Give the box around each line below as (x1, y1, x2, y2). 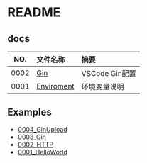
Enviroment (36, 81, 75, 91)
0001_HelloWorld (17, 147, 67, 156)
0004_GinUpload (17, 125, 67, 133)
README (7, 4, 61, 21)
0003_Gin (17, 133, 46, 141)
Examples (7, 106, 52, 118)
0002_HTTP (17, 140, 54, 149)
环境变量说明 (81, 82, 124, 91)
